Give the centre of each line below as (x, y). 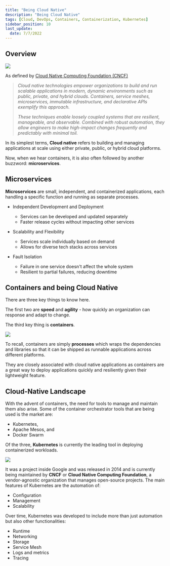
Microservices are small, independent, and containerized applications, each (85, 191)
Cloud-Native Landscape (46, 391)
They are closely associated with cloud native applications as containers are (85, 365)
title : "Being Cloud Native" (36, 10)
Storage (21, 542)
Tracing (20, 558)
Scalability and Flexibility (38, 231)
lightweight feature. (26, 376)
